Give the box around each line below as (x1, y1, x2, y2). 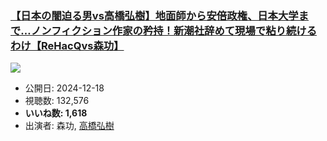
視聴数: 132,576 (24, 95, 90, 107)
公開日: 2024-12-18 (24, 82, 105, 94)
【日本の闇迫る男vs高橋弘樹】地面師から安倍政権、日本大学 (10, 8, 299, 22)
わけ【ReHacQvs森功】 (10, 38, 125, 52)
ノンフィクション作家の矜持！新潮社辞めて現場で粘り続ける (30, 23, 317, 37)
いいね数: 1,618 (24, 107, 88, 119)
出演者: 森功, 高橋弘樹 (24, 120, 115, 132)
